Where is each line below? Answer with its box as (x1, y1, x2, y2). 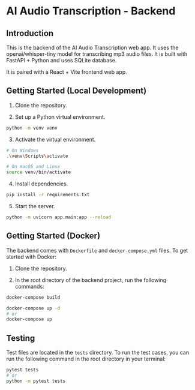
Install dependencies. (14, 180, 68, 187)
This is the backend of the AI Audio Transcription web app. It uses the (6, 44, 179, 51)
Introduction (6, 28, 54, 38)
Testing (6, 333, 35, 343)
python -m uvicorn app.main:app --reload (6, 214, 112, 220)
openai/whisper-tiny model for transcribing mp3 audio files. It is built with (6, 50, 188, 58)
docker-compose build (6, 294, 61, 301)
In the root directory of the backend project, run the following (14, 276, 167, 283)
